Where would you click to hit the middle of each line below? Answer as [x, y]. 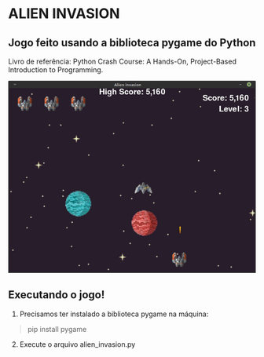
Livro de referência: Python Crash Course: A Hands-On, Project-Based [123, 61]
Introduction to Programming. [56, 70]
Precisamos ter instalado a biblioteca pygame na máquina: [114, 314]
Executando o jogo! [57, 295]
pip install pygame [57, 329]
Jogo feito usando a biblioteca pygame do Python [132, 43]
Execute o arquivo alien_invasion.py [77, 344]
